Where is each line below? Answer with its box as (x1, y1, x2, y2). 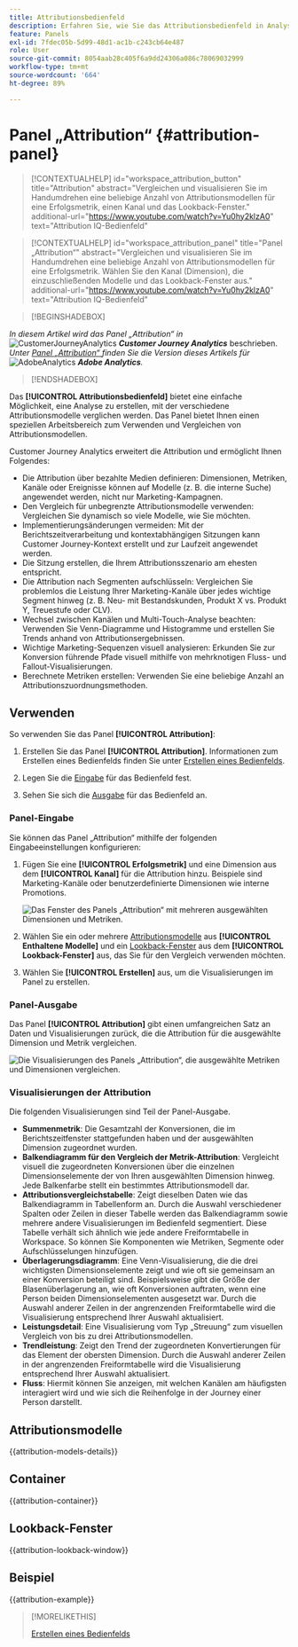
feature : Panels (9, 29, 69, 38)
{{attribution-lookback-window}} (9, 1544, 129, 1555)
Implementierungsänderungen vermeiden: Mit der (21, 520, 204, 530)
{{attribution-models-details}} (9, 1447, 118, 1457)
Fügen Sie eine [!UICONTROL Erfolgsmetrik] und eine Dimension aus (21, 859, 277, 869)
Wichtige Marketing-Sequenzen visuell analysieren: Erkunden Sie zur (21, 642, 276, 653)
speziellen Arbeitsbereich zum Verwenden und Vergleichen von (9, 419, 241, 430)
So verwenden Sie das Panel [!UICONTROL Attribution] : (9, 729, 216, 740)
